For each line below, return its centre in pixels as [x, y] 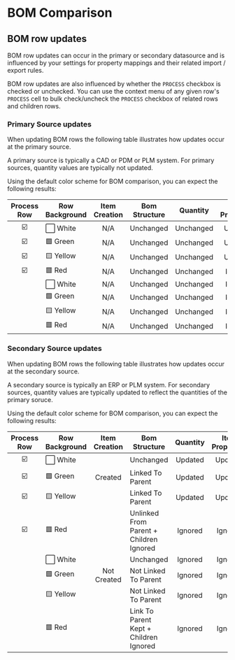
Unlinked [144, 513]
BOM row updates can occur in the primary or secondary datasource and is [116, 55]
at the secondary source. [43, 371]
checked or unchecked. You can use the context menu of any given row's [113, 91]
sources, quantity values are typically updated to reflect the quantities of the [117, 392]
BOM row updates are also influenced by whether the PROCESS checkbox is [114, 84]
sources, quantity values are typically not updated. [80, 168]
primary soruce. [30, 399]
